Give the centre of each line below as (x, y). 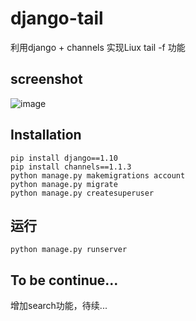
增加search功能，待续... (59, 306)
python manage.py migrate (64, 184)
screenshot (46, 79)
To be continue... (64, 280)
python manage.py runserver (69, 250)
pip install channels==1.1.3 (71, 167)
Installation (46, 135)
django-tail (57, 18)
